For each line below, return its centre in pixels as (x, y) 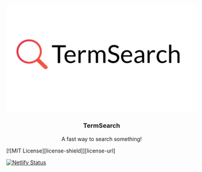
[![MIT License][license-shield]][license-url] (61, 150)
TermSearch (102, 126)
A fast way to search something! (102, 139)
